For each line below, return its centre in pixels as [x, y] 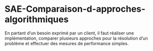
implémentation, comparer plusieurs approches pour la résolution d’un [76, 38]
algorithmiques [37, 19]
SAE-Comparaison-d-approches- [75, 9]
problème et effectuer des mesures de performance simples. [67, 43]
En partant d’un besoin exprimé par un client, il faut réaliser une [69, 33]
